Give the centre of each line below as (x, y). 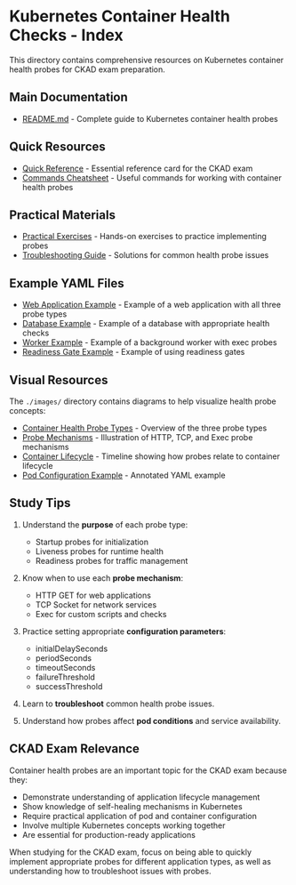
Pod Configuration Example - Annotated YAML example (124, 475)
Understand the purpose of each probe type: (105, 524)
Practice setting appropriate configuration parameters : (124, 631)
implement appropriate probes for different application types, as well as (140, 861)
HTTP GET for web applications (93, 595)
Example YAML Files (67, 283)
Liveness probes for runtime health (100, 551)
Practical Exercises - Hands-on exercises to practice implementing (144, 237)
